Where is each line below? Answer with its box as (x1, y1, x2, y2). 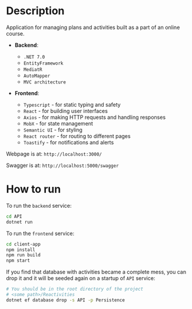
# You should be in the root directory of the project (6, 286, 144, 292)
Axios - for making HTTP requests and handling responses (23, 114, 166, 121)
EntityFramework (23, 60, 64, 66)
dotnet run (6, 219, 33, 225)
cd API (6, 213, 22, 220)
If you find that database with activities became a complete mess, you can (6, 268, 187, 276)
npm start (6, 257, 31, 264)
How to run (6, 182, 61, 196)
